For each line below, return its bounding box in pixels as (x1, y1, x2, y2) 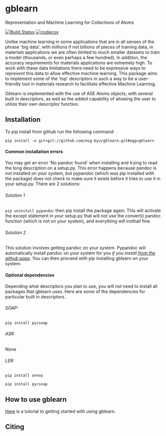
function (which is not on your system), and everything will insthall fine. (5, 218, 152, 224)
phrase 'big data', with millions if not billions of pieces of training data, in (5, 44, 154, 50)
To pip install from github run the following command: (5, 129, 115, 135)
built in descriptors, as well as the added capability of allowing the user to (5, 95, 156, 102)
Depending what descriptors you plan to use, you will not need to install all (5, 283, 158, 289)
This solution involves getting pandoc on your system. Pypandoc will (5, 245, 146, 251)
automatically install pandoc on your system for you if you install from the (5, 250, 156, 256)
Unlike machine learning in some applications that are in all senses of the (5, 38, 155, 45)
